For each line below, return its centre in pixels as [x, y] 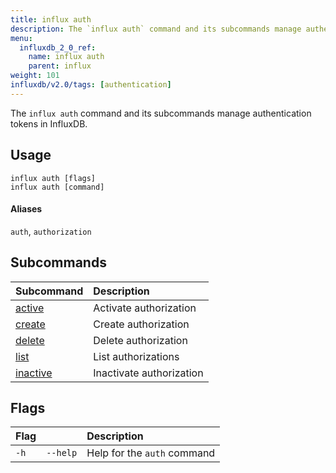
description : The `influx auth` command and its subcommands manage [156, 29]
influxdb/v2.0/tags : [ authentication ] [91, 85]
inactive [34, 373]
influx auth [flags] [53, 178]
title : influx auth [51, 19]
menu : [21, 38]
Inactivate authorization [148, 373]
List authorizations [136, 356]
